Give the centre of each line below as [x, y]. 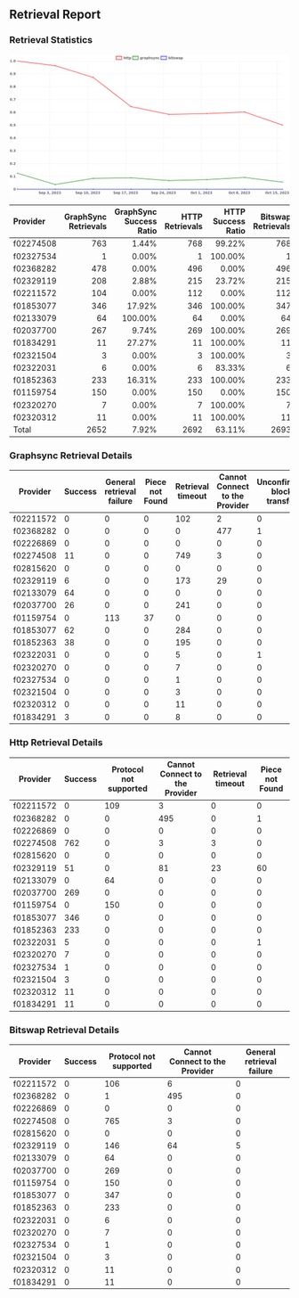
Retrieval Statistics [51, 40]
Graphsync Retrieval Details [71, 456]
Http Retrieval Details [56, 743]
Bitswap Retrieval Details [65, 1030]
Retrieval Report [55, 15]
